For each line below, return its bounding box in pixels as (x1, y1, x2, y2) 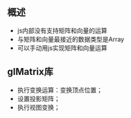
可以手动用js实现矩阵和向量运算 (17, 44, 107, 52)
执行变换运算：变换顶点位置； (17, 85, 103, 94)
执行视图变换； (17, 103, 60, 111)
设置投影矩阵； (17, 94, 60, 103)
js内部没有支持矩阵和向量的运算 (17, 26, 107, 35)
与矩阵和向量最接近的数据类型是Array (17, 35, 125, 43)
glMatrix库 (7, 66, 53, 78)
